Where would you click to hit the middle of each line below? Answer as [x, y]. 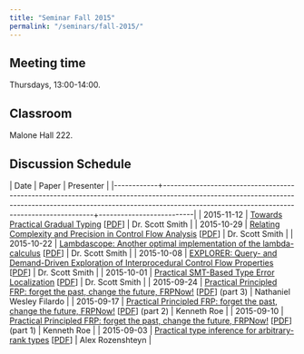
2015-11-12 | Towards [243, 214]
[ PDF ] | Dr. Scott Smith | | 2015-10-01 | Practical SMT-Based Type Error [142, 272]
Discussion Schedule [70, 164]
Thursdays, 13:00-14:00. [55, 85]
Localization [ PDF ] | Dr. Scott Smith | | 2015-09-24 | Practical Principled [143, 281]
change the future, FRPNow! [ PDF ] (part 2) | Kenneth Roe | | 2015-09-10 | [147, 310]
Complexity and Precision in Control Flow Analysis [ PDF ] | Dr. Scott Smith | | [151, 233]
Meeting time [48, 63]
